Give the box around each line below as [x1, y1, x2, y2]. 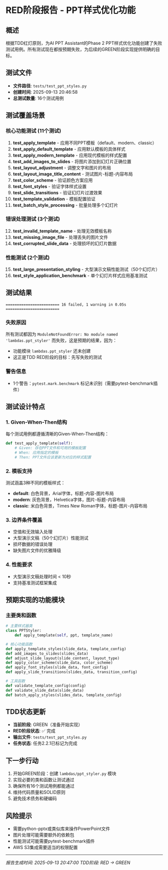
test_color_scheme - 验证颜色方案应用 [12, 177, 93, 183]
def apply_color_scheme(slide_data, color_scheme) [5, 660, 113, 666]
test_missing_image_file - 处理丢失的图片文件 [12, 234, 109, 240]
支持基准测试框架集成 [12, 579, 57, 586]
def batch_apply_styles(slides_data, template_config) [5, 693, 122, 697]
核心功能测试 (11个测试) [5, 128, 61, 135]
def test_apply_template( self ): [5, 441, 73, 446]
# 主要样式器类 [5, 624, 33, 629]
